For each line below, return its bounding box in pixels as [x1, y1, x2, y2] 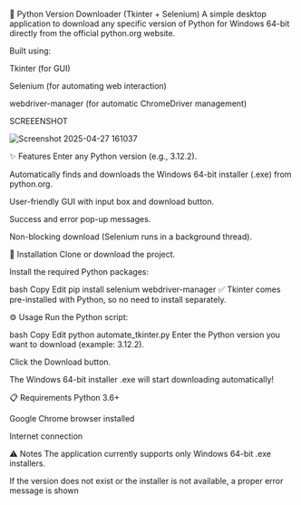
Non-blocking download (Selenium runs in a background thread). [9, 231, 252, 242]
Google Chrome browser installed [9, 413, 135, 423]
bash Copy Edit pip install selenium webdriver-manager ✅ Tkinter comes [9, 284, 281, 295]
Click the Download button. [9, 356, 112, 367]
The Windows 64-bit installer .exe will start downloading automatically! [9, 374, 275, 384]
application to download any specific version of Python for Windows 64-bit [9, 18, 290, 29]
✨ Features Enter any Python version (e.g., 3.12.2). [9, 151, 198, 161]
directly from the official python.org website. [9, 28, 176, 38]
